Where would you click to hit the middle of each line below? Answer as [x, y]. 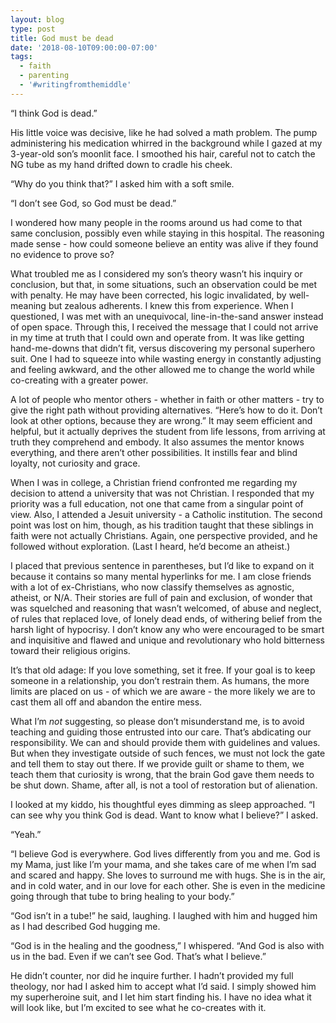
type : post [33, 29]
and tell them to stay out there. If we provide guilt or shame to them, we [157, 763]
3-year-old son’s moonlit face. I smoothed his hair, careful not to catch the [163, 153]
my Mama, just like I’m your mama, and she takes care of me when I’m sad [163, 864]
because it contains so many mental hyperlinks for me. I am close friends [161, 576]
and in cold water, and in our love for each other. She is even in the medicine [168, 885]
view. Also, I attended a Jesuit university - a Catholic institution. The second [166, 514]
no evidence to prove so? [62, 254]
